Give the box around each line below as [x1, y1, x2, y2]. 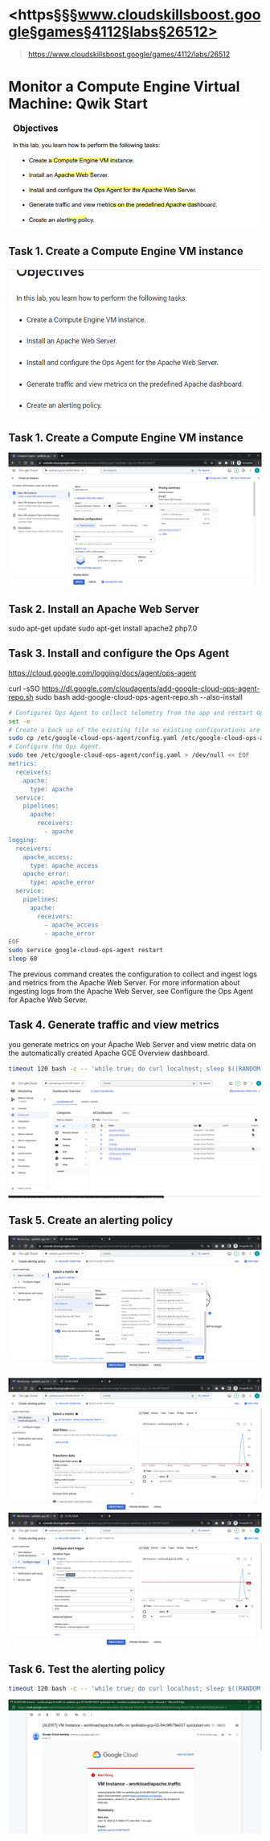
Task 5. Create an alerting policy [8, 1214, 174, 1227]
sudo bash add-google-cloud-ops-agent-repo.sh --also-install [35, 692, 243, 701]
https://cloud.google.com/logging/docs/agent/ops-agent [8, 668, 197, 677]
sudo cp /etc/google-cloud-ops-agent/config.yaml [8, 734, 178, 742]
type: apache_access [29, 861, 99, 869]
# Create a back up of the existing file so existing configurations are [8, 725, 261, 734]
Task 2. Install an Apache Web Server [8, 602, 199, 616]
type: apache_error [29, 878, 95, 886]
